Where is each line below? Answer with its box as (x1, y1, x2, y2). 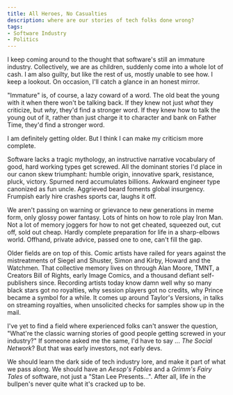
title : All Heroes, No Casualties (7, 10, 108, 17)
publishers (7, 278, 38, 287)
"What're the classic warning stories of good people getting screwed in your (7, 329, 226, 338)
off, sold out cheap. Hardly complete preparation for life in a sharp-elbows (7, 228, 220, 237)
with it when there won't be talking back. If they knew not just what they (7, 98, 214, 107)
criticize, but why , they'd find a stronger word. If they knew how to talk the (7, 106, 220, 114)
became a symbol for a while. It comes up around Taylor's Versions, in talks (7, 294, 224, 302)
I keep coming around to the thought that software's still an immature (7, 55, 205, 64)
